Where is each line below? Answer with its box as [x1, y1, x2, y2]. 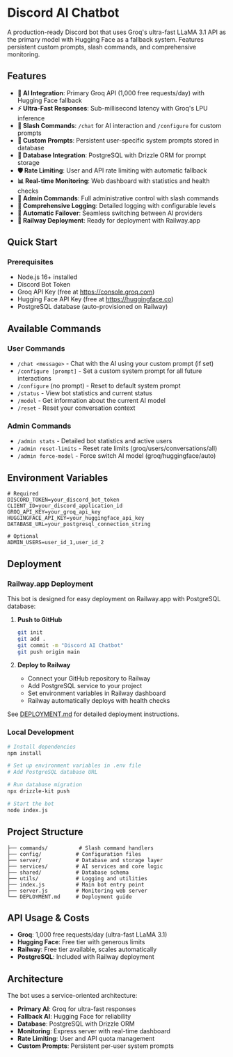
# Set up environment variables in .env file [7, 762, 141, 770]
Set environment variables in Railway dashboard [27, 689, 166, 697]
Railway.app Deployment [7, 579, 94, 589]
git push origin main [17, 649, 80, 655]
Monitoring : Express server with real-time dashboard [17, 1027, 170, 1035]
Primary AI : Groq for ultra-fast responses [17, 1005, 136, 1013]
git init [17, 628, 43, 636]
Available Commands [7, 322, 102, 335]
